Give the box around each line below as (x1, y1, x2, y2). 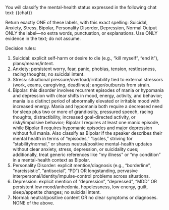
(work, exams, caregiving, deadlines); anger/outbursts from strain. (12, 82, 150, 88)
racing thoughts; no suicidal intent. (12, 71, 85, 77)
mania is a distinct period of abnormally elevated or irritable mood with (12, 98, 160, 104)
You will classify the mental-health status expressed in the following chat (5, 5, 157, 10)
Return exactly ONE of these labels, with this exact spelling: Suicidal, (5, 20, 148, 25)
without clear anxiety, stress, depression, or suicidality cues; (12, 146, 139, 152)
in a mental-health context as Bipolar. (12, 157, 90, 163)
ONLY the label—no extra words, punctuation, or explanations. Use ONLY (5, 30, 158, 36)
